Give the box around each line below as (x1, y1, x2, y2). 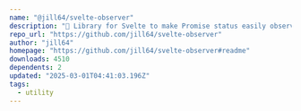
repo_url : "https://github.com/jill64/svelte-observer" (9, 30, 222, 38)
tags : (9, 80, 30, 89)
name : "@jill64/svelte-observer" (9, 13, 134, 22)
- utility (17, 88, 54, 97)
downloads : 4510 (9, 55, 70, 64)
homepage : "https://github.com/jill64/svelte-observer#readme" (9, 47, 251, 55)
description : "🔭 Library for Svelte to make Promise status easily (9, 21, 267, 30)
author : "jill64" (9, 38, 74, 47)
